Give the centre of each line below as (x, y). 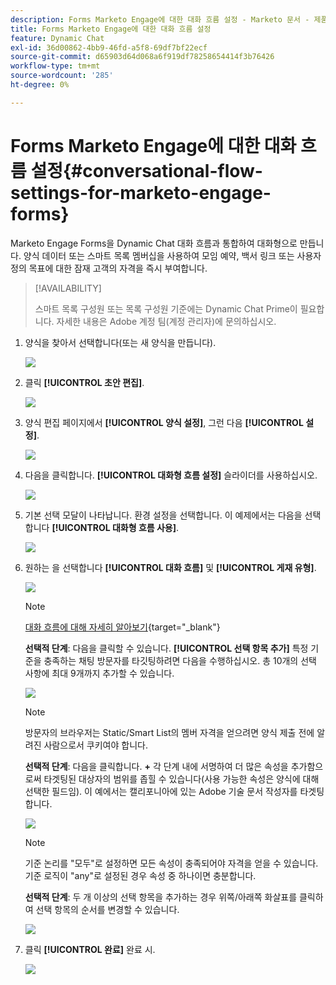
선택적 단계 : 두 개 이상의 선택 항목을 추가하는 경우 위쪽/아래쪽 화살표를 (161, 897)
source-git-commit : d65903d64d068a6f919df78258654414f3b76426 (142, 57)
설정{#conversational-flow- (146, 170)
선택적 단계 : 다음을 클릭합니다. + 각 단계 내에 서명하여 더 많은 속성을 (156, 766)
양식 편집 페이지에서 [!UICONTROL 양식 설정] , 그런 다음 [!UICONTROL (164, 422)
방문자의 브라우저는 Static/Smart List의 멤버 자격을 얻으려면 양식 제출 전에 (169, 732)
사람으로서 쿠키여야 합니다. (95, 745)
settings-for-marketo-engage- (141, 192)
